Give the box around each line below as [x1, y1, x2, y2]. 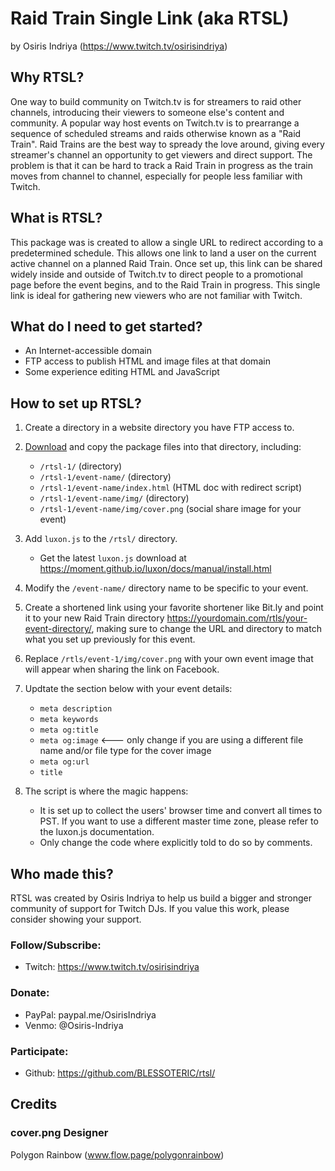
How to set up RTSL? [10, 395, 142, 412]
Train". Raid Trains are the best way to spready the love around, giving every [10, 138, 325, 150]
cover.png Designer [10, 1126, 109, 1140]
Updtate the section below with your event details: [24, 683, 233, 695]
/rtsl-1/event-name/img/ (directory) [39, 492, 190, 504]
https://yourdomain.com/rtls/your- [166, 612, 308, 624]
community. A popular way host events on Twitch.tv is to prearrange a [10, 117, 300, 129]
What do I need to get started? [10, 318, 203, 335]
